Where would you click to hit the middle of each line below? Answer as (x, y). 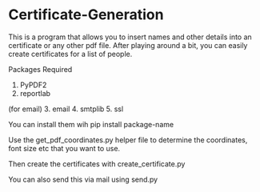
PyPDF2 (33, 85)
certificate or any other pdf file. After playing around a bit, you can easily (128, 45)
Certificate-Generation (86, 15)
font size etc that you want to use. (64, 148)
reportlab (35, 93)
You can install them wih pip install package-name (91, 124)
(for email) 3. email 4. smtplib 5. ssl (66, 109)
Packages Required (40, 69)
